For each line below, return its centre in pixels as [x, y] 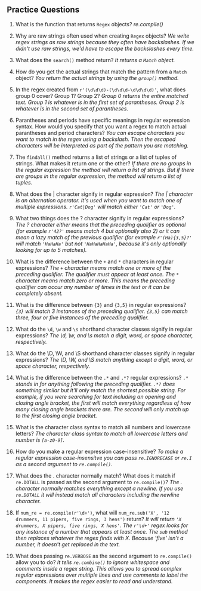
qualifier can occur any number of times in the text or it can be [93, 287]
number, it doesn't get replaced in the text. [68, 544]
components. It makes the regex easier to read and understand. [94, 581]
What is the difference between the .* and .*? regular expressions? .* [102, 377]
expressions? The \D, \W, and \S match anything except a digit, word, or [104, 359]
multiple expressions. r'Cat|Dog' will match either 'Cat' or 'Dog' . [95, 207]
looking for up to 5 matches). [51, 250]
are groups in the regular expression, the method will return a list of [98, 176]
